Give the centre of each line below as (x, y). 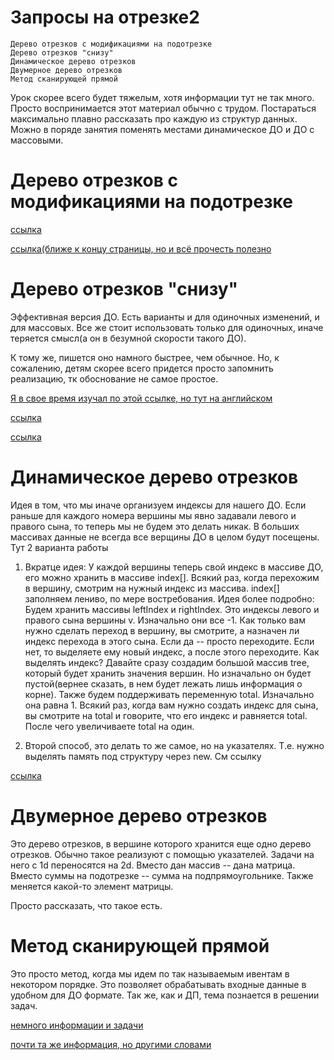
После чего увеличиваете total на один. (109, 726)
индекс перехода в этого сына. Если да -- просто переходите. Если (169, 641)
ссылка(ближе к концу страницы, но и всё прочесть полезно (141, 248)
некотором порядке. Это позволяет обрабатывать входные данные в (158, 984)
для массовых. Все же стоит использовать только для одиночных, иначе (167, 327)
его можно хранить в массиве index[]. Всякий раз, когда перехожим (172, 577)
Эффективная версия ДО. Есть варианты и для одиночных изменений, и (165, 317)
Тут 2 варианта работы (59, 547)
